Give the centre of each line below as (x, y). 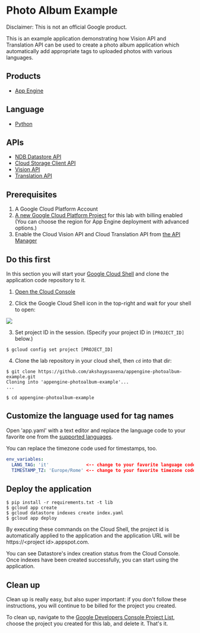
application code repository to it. (46, 280)
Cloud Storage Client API (45, 163)
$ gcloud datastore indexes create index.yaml (65, 513)
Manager (26, 241)
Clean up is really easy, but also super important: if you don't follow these (96, 600)
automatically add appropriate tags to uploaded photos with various (89, 51)
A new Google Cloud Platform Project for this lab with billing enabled (99, 215)
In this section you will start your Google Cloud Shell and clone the (87, 274)
